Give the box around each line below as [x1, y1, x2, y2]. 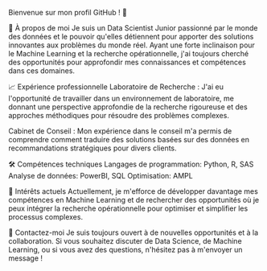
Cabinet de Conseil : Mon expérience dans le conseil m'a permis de [8, 126, 232, 136]
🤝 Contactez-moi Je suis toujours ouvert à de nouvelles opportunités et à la [8, 228, 259, 237]
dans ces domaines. [8, 66, 75, 76]
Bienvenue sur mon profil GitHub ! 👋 [8, 8, 127, 17]
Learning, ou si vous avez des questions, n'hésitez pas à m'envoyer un [8, 245, 243, 254]
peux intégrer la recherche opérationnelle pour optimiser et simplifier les [8, 203, 249, 213]
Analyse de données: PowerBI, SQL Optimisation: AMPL [8, 171, 193, 180]
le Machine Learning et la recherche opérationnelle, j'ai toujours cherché [8, 49, 249, 58]
